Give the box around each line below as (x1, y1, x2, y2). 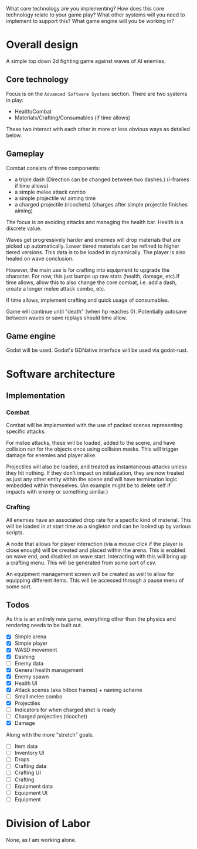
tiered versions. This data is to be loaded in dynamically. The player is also (6, 248, 186, 255)
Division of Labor (6, 817, 91, 830)
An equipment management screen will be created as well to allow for (6, 570, 175, 577)
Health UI (14, 680, 38, 687)
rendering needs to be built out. (6, 622, 83, 629)
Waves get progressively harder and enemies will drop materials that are (6, 236, 181, 243)
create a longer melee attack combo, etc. (6, 285, 106, 292)
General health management (14, 666, 84, 673)
